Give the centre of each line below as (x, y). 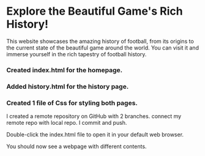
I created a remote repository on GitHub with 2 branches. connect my (94, 116)
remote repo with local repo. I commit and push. (67, 123)
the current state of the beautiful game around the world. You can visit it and (102, 48)
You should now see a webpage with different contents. (76, 147)
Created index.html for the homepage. (65, 70)
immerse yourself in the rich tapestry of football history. (76, 54)
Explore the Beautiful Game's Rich (95, 11)
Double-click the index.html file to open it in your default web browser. (95, 135)
